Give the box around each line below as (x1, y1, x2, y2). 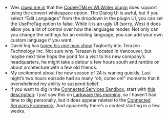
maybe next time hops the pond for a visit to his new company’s (10, 53, 145, 60)
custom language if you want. (10, 37, 73, 43)
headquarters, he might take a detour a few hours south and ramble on (10, 59, 160, 65)
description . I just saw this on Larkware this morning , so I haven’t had (10, 92, 157, 97)
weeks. (10, 108, 26, 114)
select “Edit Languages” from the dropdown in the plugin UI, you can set (10, 15, 163, 21)
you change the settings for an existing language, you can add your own (10, 32, 163, 37)
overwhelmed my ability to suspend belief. (10, 81, 100, 87)
